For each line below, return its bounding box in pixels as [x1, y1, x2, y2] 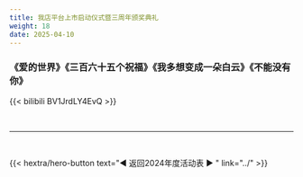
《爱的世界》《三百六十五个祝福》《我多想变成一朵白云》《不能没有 [9, 61, 291, 74]
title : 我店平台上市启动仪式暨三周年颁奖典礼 [9, 13, 160, 22]
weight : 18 [9, 22, 50, 31]
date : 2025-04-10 [9, 30, 75, 39]
